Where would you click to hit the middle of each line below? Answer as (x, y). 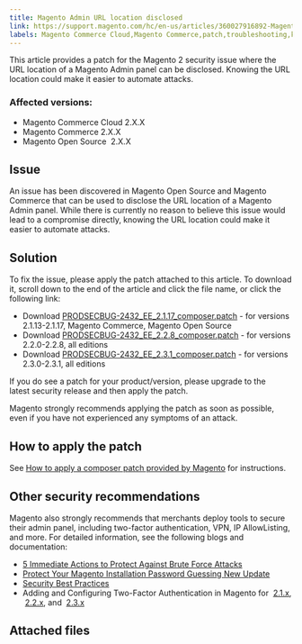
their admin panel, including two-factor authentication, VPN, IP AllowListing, (150, 527)
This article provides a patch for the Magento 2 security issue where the (143, 60)
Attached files (49, 631)
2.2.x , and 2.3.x (55, 602)
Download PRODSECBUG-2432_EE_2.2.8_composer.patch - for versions (156, 335)
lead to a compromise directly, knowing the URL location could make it (140, 220)
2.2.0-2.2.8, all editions (65, 345)
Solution (33, 258)
